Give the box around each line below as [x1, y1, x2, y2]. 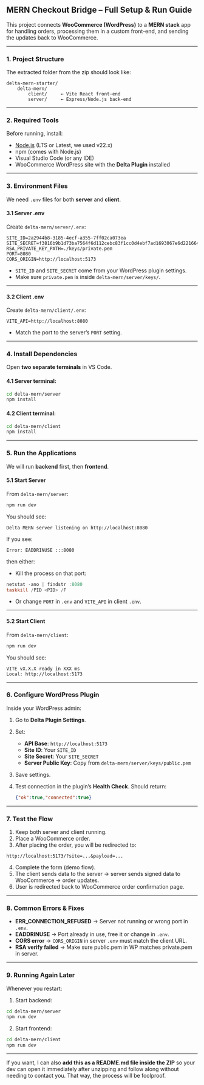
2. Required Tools [6, 116, 59, 125]
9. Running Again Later [6, 971, 75, 979]
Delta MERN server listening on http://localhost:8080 [6, 525, 148, 531]
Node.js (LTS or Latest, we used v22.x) [15, 142, 113, 149]
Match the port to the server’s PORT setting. [15, 329, 123, 336]
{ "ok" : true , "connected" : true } [15, 794, 92, 801]
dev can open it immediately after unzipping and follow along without [6, 1066, 179, 1073]
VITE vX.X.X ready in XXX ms [6, 666, 80, 672]
